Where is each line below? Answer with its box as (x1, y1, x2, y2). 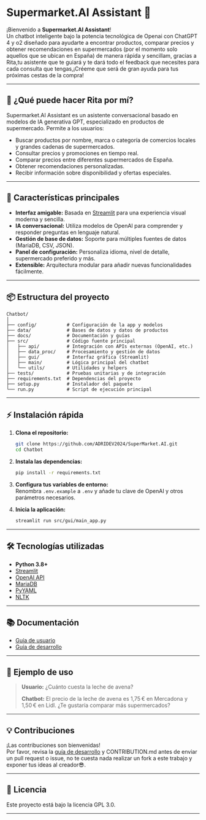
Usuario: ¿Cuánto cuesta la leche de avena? (21, 683, 134, 690)
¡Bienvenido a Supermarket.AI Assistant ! (6, 26, 112, 33)
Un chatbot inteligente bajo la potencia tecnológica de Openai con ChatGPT (6, 32, 198, 39)
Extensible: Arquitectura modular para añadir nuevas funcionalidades (15, 261, 192, 268)
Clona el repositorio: (15, 429, 69, 437)
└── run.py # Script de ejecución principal (6, 386, 152, 392)
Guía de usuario (15, 637, 56, 644)
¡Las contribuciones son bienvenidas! (6, 741, 101, 749)
